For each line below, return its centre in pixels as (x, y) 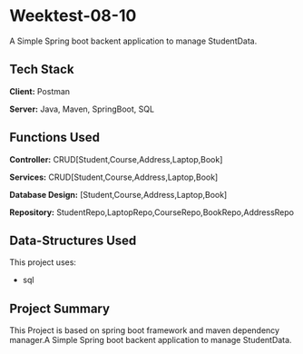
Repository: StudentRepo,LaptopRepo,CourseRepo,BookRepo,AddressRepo (152, 212)
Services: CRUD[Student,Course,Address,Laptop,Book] (114, 177)
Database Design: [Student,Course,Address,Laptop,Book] (118, 194)
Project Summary (60, 308)
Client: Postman (40, 91)
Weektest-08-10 (73, 16)
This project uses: (43, 262)
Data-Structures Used (73, 240)
